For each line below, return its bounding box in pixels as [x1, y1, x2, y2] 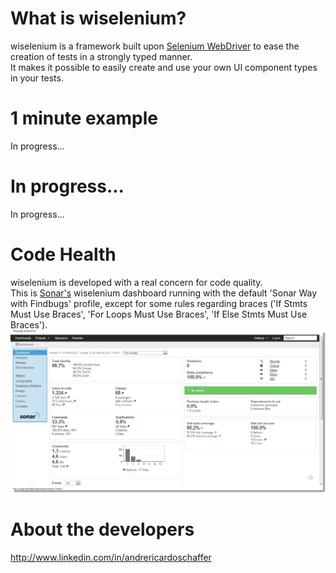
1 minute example [10, 107, 159, 130]
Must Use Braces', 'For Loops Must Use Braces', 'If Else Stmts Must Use [10, 308, 308, 320]
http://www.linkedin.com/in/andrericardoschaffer [10, 552, 212, 564]
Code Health [10, 243, 117, 266]
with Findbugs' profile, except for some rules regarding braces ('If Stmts [10, 297, 308, 309]
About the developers [10, 518, 195, 541]
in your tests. [10, 72, 64, 84]
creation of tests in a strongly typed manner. [10, 50, 193, 62]
